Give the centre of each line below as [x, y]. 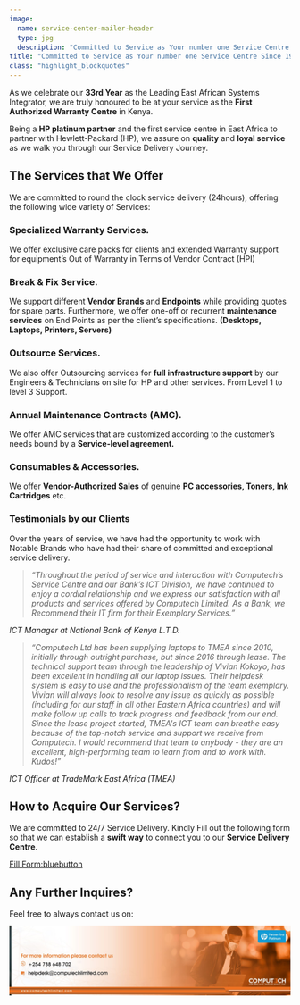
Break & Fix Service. [54, 282]
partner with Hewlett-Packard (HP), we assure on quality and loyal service [147, 138]
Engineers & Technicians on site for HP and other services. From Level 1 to [146, 382]
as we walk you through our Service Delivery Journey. [108, 148]
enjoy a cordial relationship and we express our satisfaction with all [156, 593]
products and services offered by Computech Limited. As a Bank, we [158, 603]
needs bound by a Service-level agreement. [92, 444]
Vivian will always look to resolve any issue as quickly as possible [153, 695]
